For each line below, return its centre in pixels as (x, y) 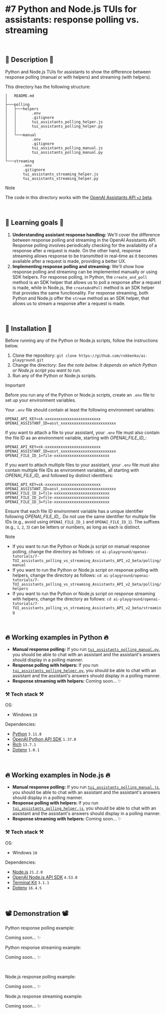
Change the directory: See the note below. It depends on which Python (84, 365)
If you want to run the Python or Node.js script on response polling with (85, 570)
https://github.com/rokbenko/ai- (113, 356)
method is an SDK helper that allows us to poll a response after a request (87, 282)
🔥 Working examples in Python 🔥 (57, 637)
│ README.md (20, 96)
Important (15, 385)
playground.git (28, 360)
